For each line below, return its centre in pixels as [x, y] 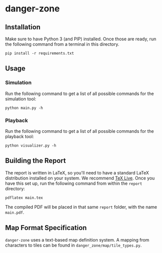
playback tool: [20, 136]
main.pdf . [15, 212]
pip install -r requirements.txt [40, 53]
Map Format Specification [46, 228]
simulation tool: [21, 99]
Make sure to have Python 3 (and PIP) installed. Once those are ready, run [81, 39]
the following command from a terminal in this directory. [62, 44]
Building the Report [35, 161]
